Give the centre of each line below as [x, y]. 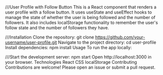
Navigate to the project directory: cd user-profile [107, 42]
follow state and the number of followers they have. [57, 28]
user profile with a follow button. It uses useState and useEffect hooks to [79, 12]
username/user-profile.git [31, 42]
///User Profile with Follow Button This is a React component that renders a [81, 7]
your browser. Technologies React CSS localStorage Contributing [71, 62]
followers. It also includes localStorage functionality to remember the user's [81, 22]
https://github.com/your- [120, 37]
